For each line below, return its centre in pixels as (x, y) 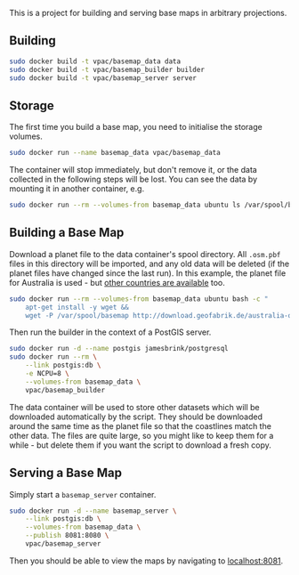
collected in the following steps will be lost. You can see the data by (133, 179)
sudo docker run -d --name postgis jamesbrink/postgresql (119, 349)
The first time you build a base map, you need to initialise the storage (136, 127)
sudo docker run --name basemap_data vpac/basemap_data (115, 153)
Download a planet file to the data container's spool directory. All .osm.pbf (145, 254)
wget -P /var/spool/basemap (77, 315)
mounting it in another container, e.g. (77, 189)
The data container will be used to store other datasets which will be (134, 407)
